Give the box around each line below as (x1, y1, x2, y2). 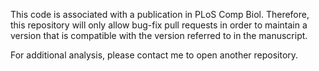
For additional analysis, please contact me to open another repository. (10, 49, 299, 61)
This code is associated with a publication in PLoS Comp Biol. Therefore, (10, 9, 310, 20)
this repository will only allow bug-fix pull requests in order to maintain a (10, 19, 308, 31)
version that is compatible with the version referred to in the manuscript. (10, 30, 308, 41)
